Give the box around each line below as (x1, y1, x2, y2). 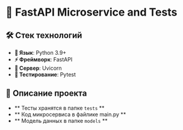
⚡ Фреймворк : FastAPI (14, 56, 73, 63)
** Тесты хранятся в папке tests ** (14, 104, 105, 111)
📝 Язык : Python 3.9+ (14, 49, 67, 56)
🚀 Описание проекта (5, 88, 87, 99)
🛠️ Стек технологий (5, 30, 82, 40)
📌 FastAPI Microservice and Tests (5, 5, 178, 19)
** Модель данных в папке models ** (14, 117, 108, 124)
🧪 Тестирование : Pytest (14, 71, 76, 78)
